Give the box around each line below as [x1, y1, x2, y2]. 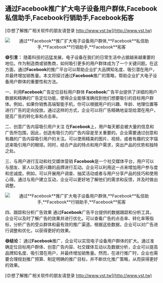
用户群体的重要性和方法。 [9, 78, 61, 84]
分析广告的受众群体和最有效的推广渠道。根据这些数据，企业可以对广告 [13, 221, 154, 227]
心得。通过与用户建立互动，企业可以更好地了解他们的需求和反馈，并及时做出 [5, 177, 158, 182]
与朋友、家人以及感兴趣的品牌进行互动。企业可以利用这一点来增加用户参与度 [5, 164, 158, 170]
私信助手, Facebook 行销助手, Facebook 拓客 [5, 14, 134, 22]
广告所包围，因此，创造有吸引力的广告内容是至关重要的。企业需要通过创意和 [5, 129, 158, 135]
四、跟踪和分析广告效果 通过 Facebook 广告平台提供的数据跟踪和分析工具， [5, 209, 154, 215]
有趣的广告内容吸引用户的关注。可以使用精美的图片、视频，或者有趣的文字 [5, 136, 154, 141]
